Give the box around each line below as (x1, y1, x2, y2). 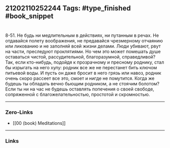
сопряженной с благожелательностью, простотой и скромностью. (5, 91, 150, 97)
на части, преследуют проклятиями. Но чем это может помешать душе (5, 48, 161, 55)
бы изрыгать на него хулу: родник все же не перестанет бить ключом (5, 64, 157, 70)
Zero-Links (5, 109, 33, 116)
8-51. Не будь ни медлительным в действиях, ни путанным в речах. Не (5, 32, 159, 38)
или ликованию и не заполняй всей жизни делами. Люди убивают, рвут (5, 43, 161, 49)
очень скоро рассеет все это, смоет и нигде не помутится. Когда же (5, 75, 155, 81)
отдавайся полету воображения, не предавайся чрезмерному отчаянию (5, 37, 163, 43)
